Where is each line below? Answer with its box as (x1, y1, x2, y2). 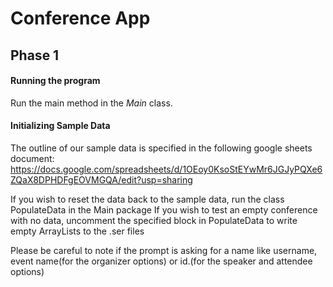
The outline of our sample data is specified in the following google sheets (10, 142, 313, 154)
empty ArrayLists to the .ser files (10, 225, 145, 237)
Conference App (10, 7, 151, 30)
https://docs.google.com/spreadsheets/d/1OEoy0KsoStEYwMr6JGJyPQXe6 (10, 163, 323, 175)
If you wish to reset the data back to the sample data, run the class (10, 193, 285, 205)
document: (10, 152, 55, 164)
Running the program (10, 75, 101, 87)
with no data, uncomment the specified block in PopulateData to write (10, 214, 298, 226)
